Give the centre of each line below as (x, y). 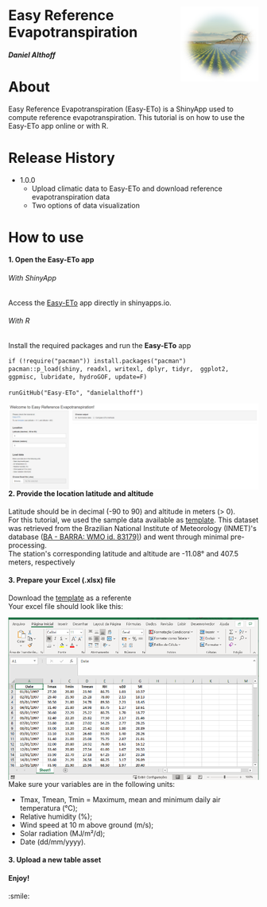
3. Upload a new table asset (55, 860)
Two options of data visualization (86, 205)
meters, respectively (42, 562)
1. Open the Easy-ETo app (51, 260)
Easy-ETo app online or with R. (58, 126)
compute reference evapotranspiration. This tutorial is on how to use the (126, 117)
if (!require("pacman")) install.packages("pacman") (97, 361)
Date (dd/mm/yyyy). (52, 842)
